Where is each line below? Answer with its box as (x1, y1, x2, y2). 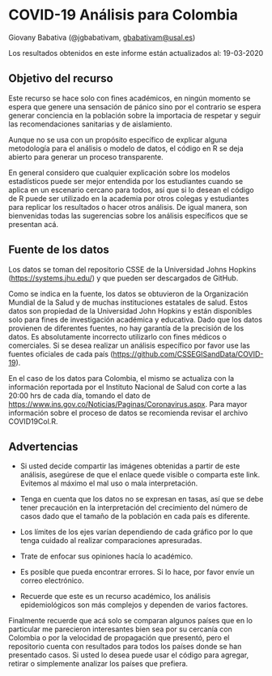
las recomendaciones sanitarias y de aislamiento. (8, 119, 172, 129)
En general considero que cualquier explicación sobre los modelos (8, 168, 231, 178)
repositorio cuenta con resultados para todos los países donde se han (8, 642, 242, 652)
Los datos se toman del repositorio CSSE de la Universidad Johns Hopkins (8, 264, 257, 274)
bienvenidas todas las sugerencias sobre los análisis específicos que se (8, 211, 249, 220)
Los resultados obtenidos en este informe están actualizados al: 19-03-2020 (8, 48, 264, 58)
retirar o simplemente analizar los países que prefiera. (8, 659, 189, 669)
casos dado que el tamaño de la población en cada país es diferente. (19, 511, 251, 521)
